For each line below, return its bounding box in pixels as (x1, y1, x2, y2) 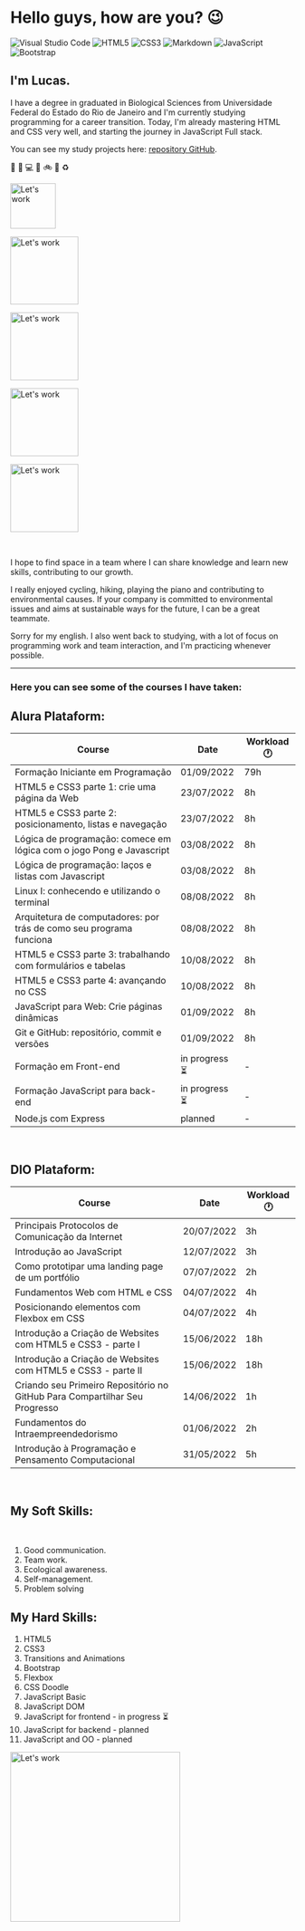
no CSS (14, 985, 47, 998)
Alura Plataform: (10, 709, 106, 725)
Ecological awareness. (23, 1564, 108, 1575)
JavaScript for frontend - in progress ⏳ (23, 1711, 169, 1722)
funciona (14, 934, 52, 946)
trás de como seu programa (14, 922, 133, 935)
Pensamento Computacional (14, 1454, 135, 1466)
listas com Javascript (14, 870, 105, 883)
